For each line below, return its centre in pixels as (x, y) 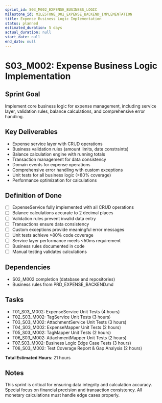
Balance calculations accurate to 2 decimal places (63, 213)
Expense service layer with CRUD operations (57, 144)
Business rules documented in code (48, 246)
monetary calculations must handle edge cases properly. (62, 395)
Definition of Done (34, 195)
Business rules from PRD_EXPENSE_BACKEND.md (63, 284)
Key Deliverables (31, 132)
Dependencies (28, 267)
